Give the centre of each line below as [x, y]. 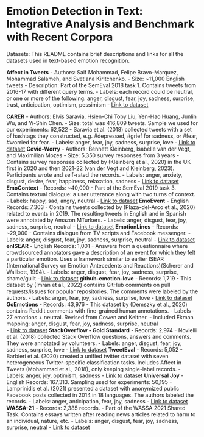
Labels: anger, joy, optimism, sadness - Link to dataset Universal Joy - [95, 375]
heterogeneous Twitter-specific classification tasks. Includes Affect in [94, 362]
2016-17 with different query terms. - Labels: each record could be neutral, [100, 91]
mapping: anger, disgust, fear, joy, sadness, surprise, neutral [82, 324]
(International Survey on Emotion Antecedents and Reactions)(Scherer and [100, 265]
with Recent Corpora [60, 37]
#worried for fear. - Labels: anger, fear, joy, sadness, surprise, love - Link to [101, 142]
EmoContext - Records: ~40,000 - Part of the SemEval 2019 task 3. [91, 188]
